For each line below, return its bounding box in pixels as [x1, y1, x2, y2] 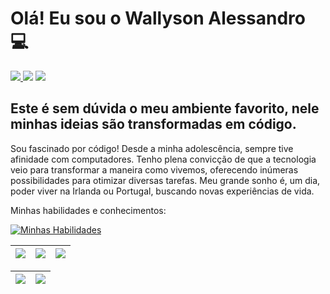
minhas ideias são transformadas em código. [10, 116, 297, 133]
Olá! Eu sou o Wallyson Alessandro [10, 7, 306, 30]
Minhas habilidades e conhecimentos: [10, 204, 167, 216]
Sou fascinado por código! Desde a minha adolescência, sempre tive [10, 142, 294, 154]
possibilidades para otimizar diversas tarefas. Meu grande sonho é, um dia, [10, 174, 321, 186]
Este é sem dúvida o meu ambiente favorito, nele [10, 100, 320, 117]
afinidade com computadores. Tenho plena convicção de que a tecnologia [10, 153, 317, 165]
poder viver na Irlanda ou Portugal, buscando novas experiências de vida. [10, 185, 315, 197]
